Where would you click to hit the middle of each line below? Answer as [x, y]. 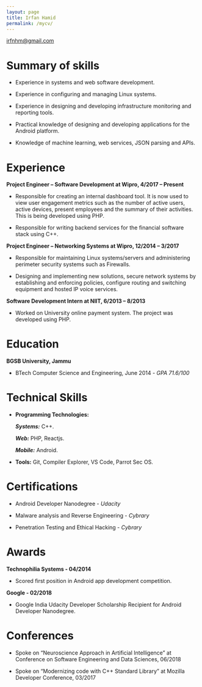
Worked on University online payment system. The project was [94, 313]
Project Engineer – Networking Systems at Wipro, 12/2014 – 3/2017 [93, 246]
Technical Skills [47, 398]
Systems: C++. [34, 426]
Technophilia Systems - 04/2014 [49, 569]
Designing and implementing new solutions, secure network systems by [106, 277]
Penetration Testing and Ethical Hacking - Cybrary [78, 527]
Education [33, 344]
